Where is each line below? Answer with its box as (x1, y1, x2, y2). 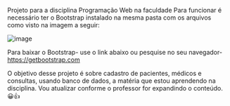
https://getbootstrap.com (7, 55, 81, 64)
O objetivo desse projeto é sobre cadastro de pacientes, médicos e (7, 69, 202, 77)
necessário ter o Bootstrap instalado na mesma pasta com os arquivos (7, 13, 212, 22)
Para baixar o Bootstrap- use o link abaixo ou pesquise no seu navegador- (7, 48, 223, 56)
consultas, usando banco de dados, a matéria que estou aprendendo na (7, 77, 216, 85)
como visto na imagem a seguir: (7, 21, 100, 29)
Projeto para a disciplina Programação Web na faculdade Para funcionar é (7, 6, 222, 14)
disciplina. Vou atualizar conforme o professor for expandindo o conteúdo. (7, 84, 223, 92)
